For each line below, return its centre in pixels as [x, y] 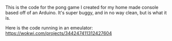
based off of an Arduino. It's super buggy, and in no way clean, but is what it [86, 13]
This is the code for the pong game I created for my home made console [82, 7]
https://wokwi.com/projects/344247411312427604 [59, 33]
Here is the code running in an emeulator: [49, 28]
